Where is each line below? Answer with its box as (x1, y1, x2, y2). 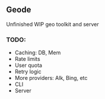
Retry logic (14, 68, 42, 75)
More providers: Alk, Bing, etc (14, 75, 88, 82)
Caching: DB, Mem (14, 49, 61, 56)
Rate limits (14, 55, 40, 63)
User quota (14, 62, 43, 69)
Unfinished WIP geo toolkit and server (6, 20, 99, 27)
